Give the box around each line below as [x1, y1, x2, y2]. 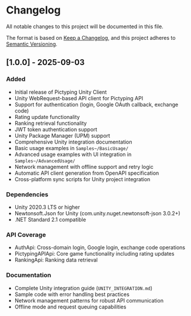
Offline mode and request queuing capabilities [14, 303, 127, 310]
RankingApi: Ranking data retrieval [14, 256, 98, 264]
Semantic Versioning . [6, 40, 57, 47]
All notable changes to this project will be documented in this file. [6, 23, 164, 30]
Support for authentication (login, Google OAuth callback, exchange [14, 101, 179, 108]
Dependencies [6, 190, 49, 198]
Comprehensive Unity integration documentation [14, 138, 133, 145]
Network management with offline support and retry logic [14, 163, 154, 170]
